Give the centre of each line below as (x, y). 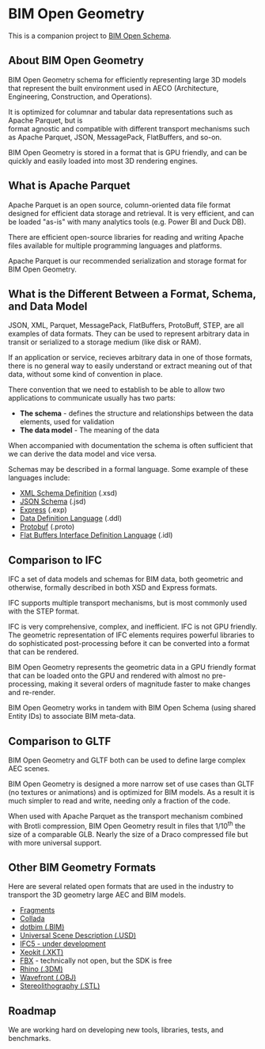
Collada (32, 918)
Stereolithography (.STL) (60, 986)
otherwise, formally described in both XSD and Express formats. (113, 587)
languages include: (39, 478)
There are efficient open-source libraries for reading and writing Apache (126, 237)
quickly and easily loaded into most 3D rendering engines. (103, 161)
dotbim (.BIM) (42, 927)
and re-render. (32, 693)
